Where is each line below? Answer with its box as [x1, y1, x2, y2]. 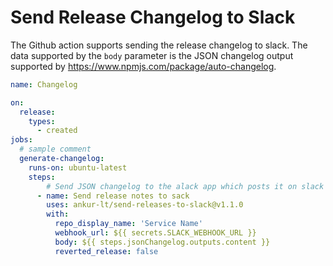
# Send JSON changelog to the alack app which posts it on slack [46, 181, 325, 191]
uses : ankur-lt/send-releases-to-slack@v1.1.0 [46, 200, 244, 210]
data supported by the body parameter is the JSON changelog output [10, 49, 294, 61]
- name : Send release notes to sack [36, 191, 190, 201]
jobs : [10, 135, 33, 145]
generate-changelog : [19, 154, 105, 164]
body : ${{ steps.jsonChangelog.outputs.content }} [54, 237, 271, 247]
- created [36, 126, 78, 136]
